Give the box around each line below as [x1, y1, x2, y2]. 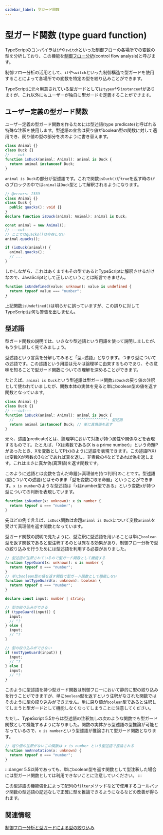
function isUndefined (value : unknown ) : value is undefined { [5, 284, 132, 289]
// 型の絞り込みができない [5, 645, 52, 651]
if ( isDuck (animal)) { [5, 245, 51, 250]
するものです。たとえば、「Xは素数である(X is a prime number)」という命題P [5, 442, 158, 448]
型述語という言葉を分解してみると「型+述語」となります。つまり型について [5, 355, 157, 361]
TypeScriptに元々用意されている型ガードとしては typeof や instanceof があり [5, 86, 156, 92]
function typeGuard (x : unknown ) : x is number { [5, 560, 104, 565]
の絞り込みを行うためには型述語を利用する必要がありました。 [5, 546, 129, 552]
